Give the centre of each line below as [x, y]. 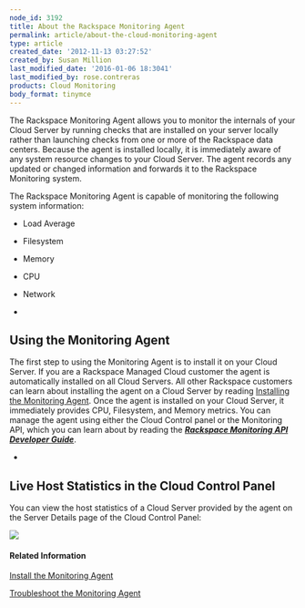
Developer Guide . [43, 439]
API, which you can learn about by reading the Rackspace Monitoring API [149, 430]
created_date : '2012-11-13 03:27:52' [81, 52]
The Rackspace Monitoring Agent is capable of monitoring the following [144, 196]
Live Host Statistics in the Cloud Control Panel [142, 485]
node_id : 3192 [36, 18]
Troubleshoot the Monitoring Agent [75, 593]
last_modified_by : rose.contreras [75, 77]
